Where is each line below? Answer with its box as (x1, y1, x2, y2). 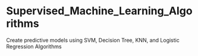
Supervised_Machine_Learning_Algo (6, 4, 193, 18)
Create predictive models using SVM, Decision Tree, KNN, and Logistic (6, 36, 180, 43)
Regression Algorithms (6, 43, 62, 50)
